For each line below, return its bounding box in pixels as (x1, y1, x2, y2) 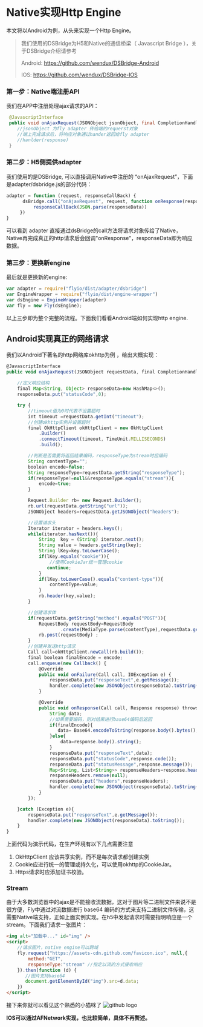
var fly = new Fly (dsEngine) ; (6, 303, 83, 309)
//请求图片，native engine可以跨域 (17, 945, 98, 951)
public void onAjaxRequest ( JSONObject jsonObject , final (8, 120, 155, 126)
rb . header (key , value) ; (38, 593, 96, 599)
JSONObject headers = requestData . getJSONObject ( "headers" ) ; (28, 509, 180, 515)
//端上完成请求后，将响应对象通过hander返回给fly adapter (17, 131, 150, 137)
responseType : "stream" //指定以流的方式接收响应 (28, 962, 143, 968)
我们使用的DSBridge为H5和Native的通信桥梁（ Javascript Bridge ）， (21, 39, 192, 47)
